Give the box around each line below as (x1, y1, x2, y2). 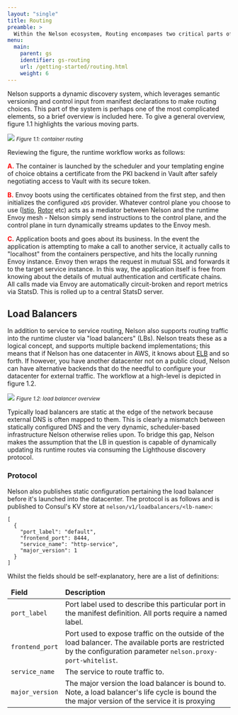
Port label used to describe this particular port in (64, 599, 226, 609)
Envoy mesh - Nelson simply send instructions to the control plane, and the (7, 213, 227, 222)
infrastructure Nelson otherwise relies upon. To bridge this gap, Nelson (7, 430, 215, 439)
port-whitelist (64, 656, 116, 665)
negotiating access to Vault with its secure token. (7, 177, 151, 185)
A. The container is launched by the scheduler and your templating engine (7, 161, 225, 170)
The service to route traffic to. (64, 667, 164, 677)
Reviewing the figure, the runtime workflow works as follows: (7, 148, 186, 156)
